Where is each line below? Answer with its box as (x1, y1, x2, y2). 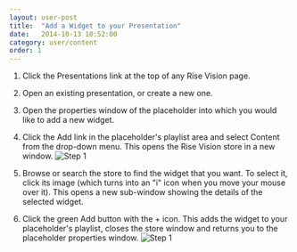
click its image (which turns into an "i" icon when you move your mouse (21, 177, 286, 188)
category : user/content (9, 37, 98, 47)
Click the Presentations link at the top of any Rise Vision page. (21, 70, 252, 81)
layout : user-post (9, 12, 78, 22)
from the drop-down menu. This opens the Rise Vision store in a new (21, 142, 276, 152)
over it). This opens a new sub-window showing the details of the (21, 187, 263, 198)
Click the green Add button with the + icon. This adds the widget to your (21, 214, 288, 224)
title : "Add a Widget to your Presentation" (9, 21, 181, 30)
